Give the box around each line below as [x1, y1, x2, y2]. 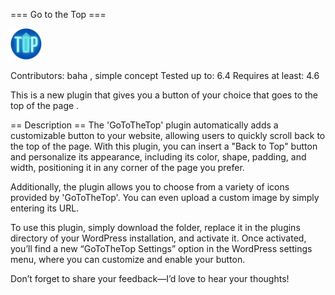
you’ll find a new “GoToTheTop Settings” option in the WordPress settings [10, 242, 313, 254]
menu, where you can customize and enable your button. [10, 253, 246, 265]
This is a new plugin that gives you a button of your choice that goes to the [10, 89, 318, 101]
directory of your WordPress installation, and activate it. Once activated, [10, 232, 307, 244]
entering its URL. [10, 202, 80, 214]
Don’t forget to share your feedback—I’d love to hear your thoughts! [10, 272, 290, 284]
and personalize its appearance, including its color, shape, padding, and [10, 150, 307, 163]
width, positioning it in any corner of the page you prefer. [10, 161, 245, 173]
